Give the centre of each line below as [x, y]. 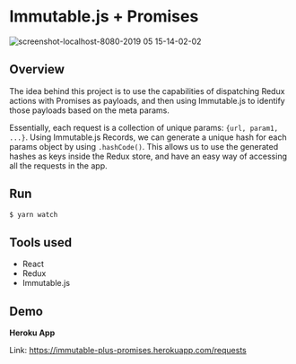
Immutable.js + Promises [104, 17]
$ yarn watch [34, 214]
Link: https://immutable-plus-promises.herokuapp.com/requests [128, 351]
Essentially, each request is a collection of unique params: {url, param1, [144, 127]
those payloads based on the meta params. [90, 110]
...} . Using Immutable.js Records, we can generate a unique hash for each [148, 137]
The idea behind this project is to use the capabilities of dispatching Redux [147, 91]
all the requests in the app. [58, 165]
